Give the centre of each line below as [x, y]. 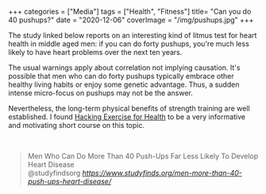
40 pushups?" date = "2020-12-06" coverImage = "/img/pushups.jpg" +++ [131, 20]
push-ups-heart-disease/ [69, 181]
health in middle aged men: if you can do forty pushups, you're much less [129, 44]
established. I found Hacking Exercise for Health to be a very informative [127, 117]
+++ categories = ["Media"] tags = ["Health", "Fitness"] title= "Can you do [130, 12]
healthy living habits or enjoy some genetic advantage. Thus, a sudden [124, 84]
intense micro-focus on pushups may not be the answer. [100, 93]
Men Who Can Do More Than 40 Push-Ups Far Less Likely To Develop [143, 156]
